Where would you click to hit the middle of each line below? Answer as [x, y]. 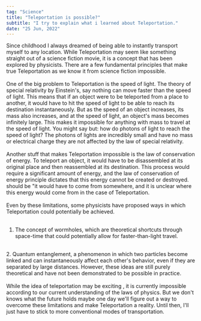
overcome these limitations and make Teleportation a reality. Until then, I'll [97, 305]
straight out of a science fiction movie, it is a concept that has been [89, 58]
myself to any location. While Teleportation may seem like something [91, 52]
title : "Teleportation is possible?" [53, 17]
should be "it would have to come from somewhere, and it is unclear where [99, 186]
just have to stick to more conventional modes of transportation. [85, 312]
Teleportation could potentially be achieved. [61, 212]
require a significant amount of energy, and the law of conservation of [93, 173]
